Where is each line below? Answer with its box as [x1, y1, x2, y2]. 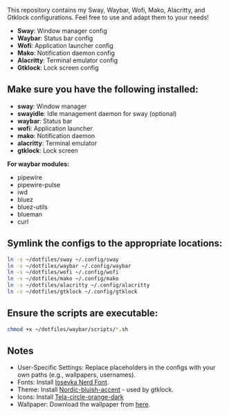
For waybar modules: [7, 160, 70, 168]
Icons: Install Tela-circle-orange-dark [17, 393, 125, 401]
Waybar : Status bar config [17, 34, 93, 42]
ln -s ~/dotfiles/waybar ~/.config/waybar [7, 262, 131, 269]
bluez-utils [17, 203, 48, 211]
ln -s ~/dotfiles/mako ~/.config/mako [7, 276, 119, 282]
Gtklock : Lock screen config [17, 64, 99, 71]
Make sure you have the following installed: [7, 83, 199, 96]
